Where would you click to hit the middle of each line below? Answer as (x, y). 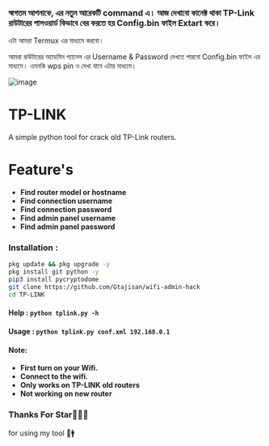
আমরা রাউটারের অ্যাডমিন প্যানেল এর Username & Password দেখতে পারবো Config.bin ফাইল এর (134, 57)
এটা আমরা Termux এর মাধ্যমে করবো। (56, 40)
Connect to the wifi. (54, 376)
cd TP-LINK (27, 295)
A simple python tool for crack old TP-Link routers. (92, 138)
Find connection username (66, 201)
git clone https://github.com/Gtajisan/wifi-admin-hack (104, 287)
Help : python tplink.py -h (54, 313)
